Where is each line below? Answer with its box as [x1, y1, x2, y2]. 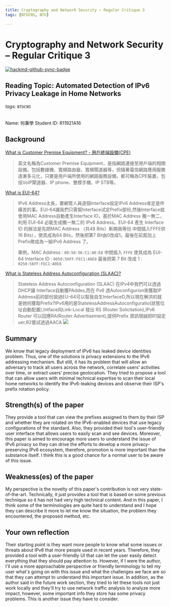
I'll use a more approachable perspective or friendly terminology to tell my [5, 563, 161, 570]
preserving [5, 447, 28, 453]
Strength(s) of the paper [5, 401, 84, 409]
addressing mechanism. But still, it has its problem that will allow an [5, 359, 147, 365]
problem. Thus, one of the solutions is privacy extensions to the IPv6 [5, 353, 150, 359]
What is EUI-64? [5, 190, 40, 196]
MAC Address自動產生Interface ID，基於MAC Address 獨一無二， [27, 213, 165, 219]
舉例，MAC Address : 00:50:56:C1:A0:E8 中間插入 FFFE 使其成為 [17, 249, 152, 255]
